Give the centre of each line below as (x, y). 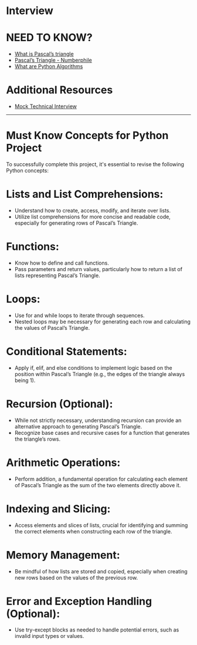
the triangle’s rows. (38, 439)
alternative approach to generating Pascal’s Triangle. (78, 426)
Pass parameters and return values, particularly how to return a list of (98, 269)
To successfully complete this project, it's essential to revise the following (95, 164)
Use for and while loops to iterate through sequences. (79, 315)
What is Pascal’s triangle (44, 54)
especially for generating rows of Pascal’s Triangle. (76, 223)
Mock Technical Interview (46, 106)
